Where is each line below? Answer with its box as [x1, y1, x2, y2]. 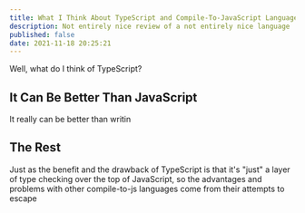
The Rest [9, 140, 62, 155]
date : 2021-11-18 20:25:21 [9, 38, 112, 48]
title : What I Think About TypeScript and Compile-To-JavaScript [9, 13, 261, 23]
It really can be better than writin [9, 114, 132, 125]
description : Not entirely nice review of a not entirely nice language [9, 22, 290, 31]
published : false [9, 30, 75, 39]
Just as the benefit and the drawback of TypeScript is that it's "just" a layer [9, 164, 290, 175]
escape [9, 192, 38, 204]
